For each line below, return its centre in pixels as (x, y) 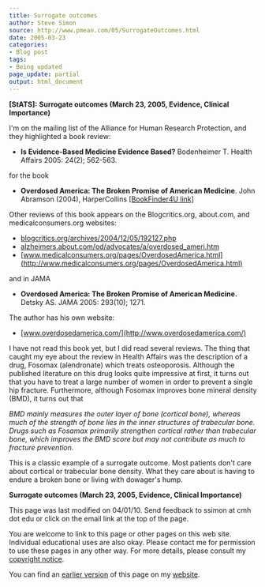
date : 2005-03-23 (37, 38)
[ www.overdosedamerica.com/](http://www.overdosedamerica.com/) (133, 333)
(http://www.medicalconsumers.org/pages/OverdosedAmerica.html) (131, 263)
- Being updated (35, 67)
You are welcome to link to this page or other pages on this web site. (120, 533)
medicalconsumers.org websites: (63, 223)
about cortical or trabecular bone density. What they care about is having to (132, 471)
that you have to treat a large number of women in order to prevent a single (131, 382)
